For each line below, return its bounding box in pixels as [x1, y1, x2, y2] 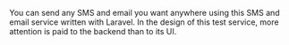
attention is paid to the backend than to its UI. [9, 26, 177, 36]
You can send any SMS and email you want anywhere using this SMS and [9, 8, 280, 18]
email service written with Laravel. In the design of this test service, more [9, 17, 279, 27]
